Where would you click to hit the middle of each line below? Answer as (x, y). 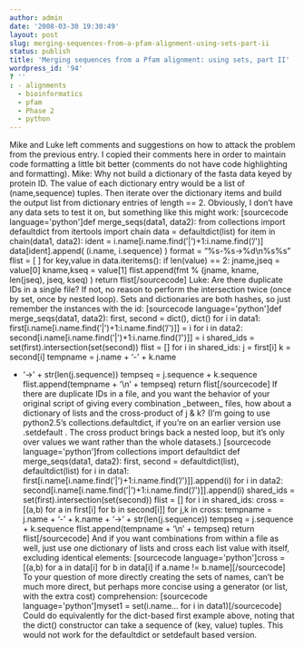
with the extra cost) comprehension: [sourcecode (115, 596)
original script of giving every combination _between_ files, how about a (157, 404)
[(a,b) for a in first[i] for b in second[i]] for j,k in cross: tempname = (147, 510)
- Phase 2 (36, 111)
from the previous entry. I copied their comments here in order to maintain (148, 154)
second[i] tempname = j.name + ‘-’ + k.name (93, 357)
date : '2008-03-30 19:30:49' (64, 26)
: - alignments (38, 85)
